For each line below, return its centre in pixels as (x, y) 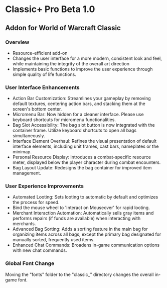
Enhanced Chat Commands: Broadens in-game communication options (86, 245)
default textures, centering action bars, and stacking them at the (79, 104)
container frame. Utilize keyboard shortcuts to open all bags (74, 130)
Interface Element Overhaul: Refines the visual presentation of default (85, 141)
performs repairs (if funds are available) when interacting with (76, 218)
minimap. (22, 152)
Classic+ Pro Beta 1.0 (50, 9)
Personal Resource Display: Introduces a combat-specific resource (82, 157)
